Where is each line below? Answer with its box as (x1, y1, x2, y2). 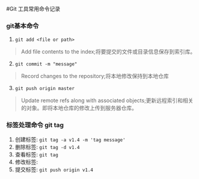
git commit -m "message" (14, 61, 78, 67)
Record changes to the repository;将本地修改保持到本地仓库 (20, 73, 170, 80)
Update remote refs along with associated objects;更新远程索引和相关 (20, 97, 194, 104)
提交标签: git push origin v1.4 (14, 166, 93, 173)
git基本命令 (6, 22, 39, 30)
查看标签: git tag (14, 151, 58, 158)
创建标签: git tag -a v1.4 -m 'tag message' (14, 136, 126, 143)
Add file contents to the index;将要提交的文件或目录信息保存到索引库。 (20, 48, 196, 55)
